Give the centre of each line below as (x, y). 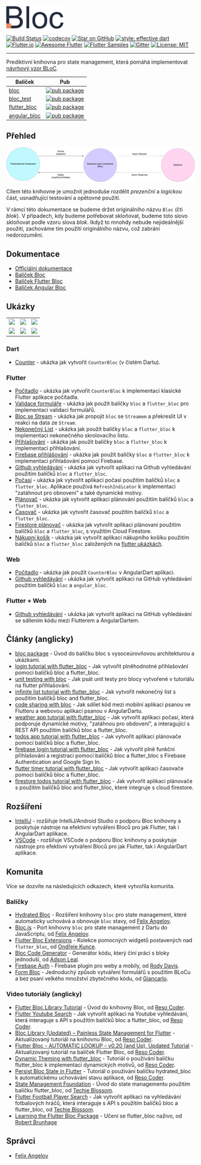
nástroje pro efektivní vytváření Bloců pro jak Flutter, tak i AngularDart (101, 847)
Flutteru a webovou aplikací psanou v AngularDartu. (79, 711)
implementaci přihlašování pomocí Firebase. (69, 461)
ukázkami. (28, 660)
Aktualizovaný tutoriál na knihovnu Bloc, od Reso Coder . (84, 1039)
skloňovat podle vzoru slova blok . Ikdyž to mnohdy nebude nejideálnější (95, 222)
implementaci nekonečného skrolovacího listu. (72, 435)
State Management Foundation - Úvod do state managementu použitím (102, 1084)
